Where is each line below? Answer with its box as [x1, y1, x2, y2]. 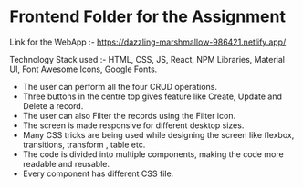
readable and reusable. [22, 158, 110, 169]
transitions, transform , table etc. [22, 139, 146, 150]
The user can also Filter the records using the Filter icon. [22, 110, 235, 121]
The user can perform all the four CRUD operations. [22, 81, 217, 92]
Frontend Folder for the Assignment [9, 6, 286, 27]
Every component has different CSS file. [22, 168, 174, 179]
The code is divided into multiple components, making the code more [22, 148, 285, 160]
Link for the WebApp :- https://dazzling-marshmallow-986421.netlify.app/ [9, 36, 287, 47]
